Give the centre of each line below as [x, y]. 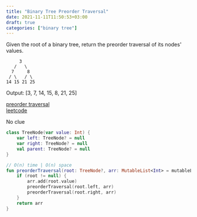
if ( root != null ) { [42, 176]
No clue [16, 122]
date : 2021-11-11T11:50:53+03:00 [47, 17]
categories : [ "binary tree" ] [42, 28]
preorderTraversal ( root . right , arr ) [72, 192]
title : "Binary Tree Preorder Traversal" [57, 11]
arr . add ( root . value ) [52, 182]
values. [15, 51]
